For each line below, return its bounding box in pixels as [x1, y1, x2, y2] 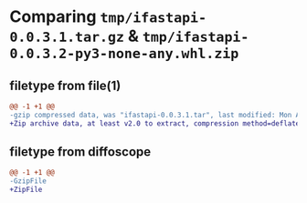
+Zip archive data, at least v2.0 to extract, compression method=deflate [9, 118, 301, 128]
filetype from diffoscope [9, 144, 152, 160]
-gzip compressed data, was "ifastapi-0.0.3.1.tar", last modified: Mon [9, 110, 292, 119]
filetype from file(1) [9, 77, 122, 93]
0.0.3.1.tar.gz [9, 29, 125, 46]
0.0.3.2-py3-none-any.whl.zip [9, 46, 239, 63]
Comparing [9, 6, 97, 27]
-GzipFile [9, 177, 48, 186]
